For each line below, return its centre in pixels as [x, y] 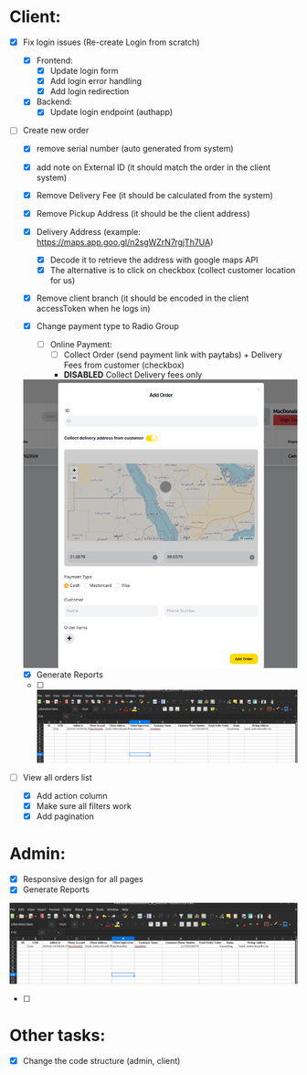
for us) [63, 280]
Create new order [56, 131]
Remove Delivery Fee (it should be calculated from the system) [155, 195]
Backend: [54, 101]
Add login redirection [90, 91]
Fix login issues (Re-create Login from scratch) [111, 42]
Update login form [84, 71]
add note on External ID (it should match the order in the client [153, 167]
